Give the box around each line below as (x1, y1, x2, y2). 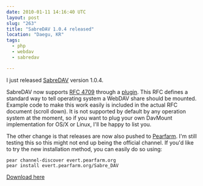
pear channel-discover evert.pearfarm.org (6, 157, 116, 163)
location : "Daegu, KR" (6, 32, 64, 38)
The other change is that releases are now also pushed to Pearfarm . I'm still (6, 132, 197, 140)
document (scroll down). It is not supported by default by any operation (6, 107, 186, 115)
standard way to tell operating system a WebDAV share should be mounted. (6, 95, 197, 102)
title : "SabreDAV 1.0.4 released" (6, 26, 95, 32)
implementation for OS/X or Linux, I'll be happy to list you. (6, 120, 152, 128)
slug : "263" (6, 20, 37, 26)
